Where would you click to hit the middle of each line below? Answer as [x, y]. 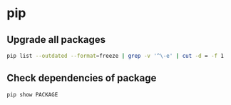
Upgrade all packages [56, 40]
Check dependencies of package [82, 78]
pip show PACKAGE [32, 94]
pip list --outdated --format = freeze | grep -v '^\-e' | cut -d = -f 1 [115, 56]
